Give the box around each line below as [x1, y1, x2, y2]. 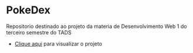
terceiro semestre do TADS [6, 29, 72, 36]
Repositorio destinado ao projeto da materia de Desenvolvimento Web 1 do [6, 23, 187, 30]
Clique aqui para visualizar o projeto [14, 40, 102, 47]
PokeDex [6, 3, 51, 17]
